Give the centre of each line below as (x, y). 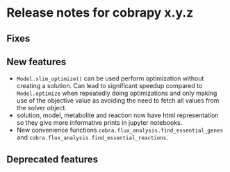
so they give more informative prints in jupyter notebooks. (99, 123)
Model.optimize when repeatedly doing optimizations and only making (117, 93)
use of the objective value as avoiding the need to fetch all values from (118, 101)
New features (36, 61)
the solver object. (42, 108)
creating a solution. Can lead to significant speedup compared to (109, 86)
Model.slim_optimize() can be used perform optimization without (110, 78)
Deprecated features (52, 159)
